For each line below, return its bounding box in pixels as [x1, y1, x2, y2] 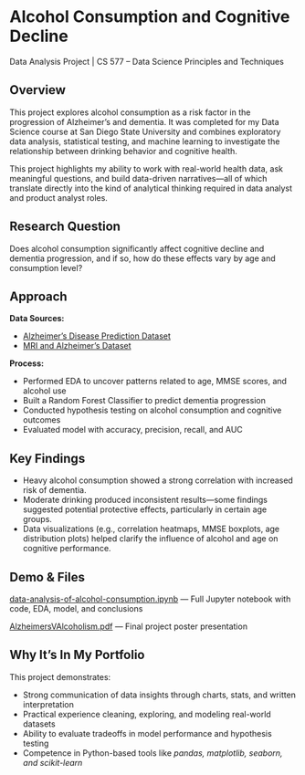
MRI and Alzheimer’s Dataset [22, 340, 131, 351]
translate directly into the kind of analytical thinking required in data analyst [9, 183, 293, 194]
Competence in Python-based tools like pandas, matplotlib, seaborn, [22, 747, 283, 759]
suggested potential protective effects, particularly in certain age [22, 504, 268, 515]
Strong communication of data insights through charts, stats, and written [22, 689, 297, 700]
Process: [9, 358, 44, 369]
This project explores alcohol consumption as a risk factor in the [9, 107, 251, 118]
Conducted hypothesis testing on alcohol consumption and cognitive [22, 404, 282, 416]
